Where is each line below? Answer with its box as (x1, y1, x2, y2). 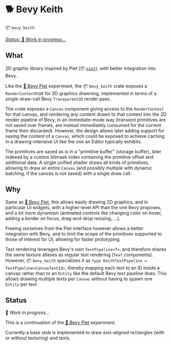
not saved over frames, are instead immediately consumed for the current (5, 122, 162, 128)
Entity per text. (5, 281, 39, 287)
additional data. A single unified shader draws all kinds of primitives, (5, 159, 150, 166)
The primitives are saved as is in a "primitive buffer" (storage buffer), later (5, 148, 162, 154)
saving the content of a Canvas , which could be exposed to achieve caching (5, 133, 165, 139)
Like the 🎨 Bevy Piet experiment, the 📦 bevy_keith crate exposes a (5, 83, 147, 89)
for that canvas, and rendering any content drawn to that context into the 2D (5, 111, 167, 117)
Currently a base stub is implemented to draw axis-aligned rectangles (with (5, 330, 165, 336)
